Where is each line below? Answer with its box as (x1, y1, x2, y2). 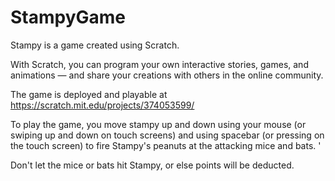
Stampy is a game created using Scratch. (10, 39, 180, 51)
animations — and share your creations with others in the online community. (10, 69, 324, 81)
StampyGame (10, 6, 127, 29)
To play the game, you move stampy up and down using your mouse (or (10, 118, 307, 130)
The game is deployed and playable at (10, 88, 168, 100)
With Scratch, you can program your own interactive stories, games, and (10, 58, 309, 70)
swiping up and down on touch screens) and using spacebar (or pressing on (10, 129, 325, 141)
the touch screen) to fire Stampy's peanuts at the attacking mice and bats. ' (10, 139, 322, 151)
